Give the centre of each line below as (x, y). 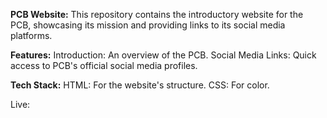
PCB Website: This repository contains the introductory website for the (157, 14)
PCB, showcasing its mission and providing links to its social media (148, 25)
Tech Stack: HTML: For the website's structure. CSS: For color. (140, 85)
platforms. (31, 35)
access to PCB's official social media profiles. (104, 65)
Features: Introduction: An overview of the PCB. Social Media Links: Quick (163, 55)
